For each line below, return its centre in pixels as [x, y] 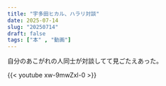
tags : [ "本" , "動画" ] [39, 40]
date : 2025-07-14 [33, 20]
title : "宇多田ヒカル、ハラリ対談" [54, 14]
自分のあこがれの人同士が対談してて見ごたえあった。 [85, 61]
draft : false [27, 33]
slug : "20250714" [33, 27]
